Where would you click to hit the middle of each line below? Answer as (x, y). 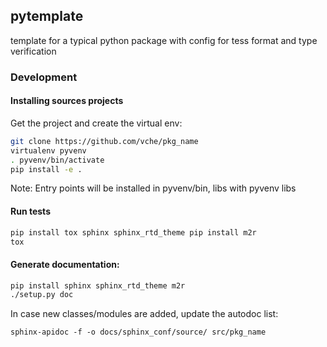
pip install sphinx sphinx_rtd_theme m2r (98, 285)
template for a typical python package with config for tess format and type (164, 40)
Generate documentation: (65, 264)
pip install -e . (46, 169)
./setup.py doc (42, 295)
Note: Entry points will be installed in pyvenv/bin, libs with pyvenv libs (153, 188)
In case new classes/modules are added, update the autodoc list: (144, 314)
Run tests (30, 211)
